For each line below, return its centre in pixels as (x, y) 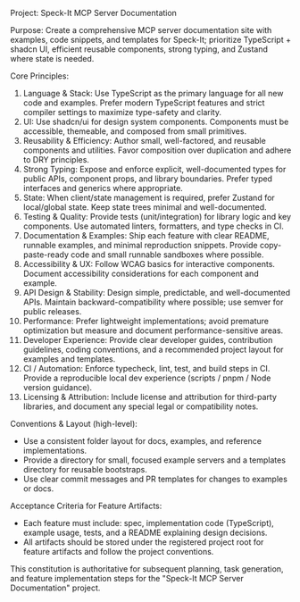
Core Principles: (40, 76)
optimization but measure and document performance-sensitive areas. (153, 330)
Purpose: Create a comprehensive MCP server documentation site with (141, 30)
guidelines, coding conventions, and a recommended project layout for (153, 349)
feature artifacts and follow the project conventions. (118, 552)
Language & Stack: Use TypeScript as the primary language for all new (153, 93)
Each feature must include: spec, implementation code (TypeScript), (149, 523)
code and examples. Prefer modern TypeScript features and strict (144, 103)
